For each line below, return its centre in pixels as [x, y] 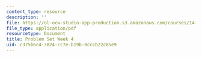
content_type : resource [36, 12]
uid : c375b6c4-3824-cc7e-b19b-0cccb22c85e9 [62, 45]
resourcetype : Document [36, 34]
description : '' [26, 17]
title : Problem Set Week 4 [40, 39]
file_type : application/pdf [41, 28]
